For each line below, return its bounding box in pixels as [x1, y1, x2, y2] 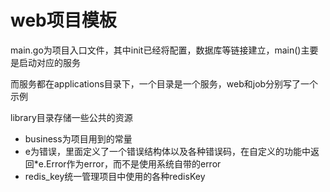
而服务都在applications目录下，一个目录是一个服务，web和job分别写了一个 [10, 77, 319, 90]
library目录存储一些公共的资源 [10, 111, 133, 123]
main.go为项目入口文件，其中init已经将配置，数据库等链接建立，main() [10, 44, 302, 56]
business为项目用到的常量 [24, 132, 133, 145]
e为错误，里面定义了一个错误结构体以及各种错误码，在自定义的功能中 [24, 145, 311, 157]
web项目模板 [10, 9, 117, 32]
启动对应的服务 [18, 56, 81, 68]
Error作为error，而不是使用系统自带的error [46, 157, 222, 170]
